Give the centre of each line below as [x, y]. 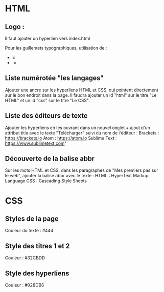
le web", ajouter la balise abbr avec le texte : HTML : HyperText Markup [77, 176]
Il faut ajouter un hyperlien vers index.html [47, 38]
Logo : [15, 27]
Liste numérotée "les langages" [55, 78]
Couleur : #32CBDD [25, 258]
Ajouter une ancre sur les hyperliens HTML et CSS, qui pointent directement [82, 90]
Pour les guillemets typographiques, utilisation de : [56, 48]
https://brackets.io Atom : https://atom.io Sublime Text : [61, 138]
